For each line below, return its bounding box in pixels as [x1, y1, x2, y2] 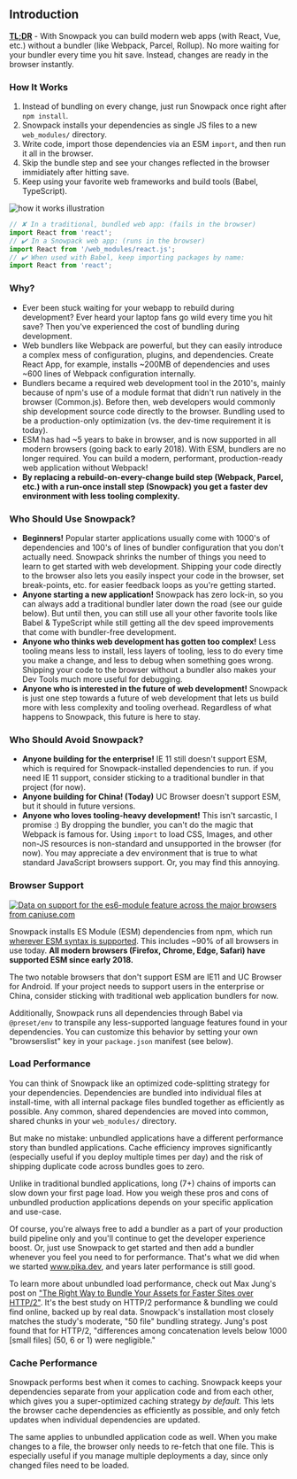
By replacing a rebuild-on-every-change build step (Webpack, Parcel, [21, 471, 284, 482]
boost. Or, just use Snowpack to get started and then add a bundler [9, 1242, 255, 1252]
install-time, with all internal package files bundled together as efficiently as [9, 1096, 285, 1107]
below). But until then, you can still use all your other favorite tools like [21, 608, 278, 618]
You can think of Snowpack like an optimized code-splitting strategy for [9, 1078, 270, 1088]
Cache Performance [9, 1357, 98, 1369]
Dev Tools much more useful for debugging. [21, 673, 183, 685]
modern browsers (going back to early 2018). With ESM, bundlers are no [21, 443, 286, 454]
